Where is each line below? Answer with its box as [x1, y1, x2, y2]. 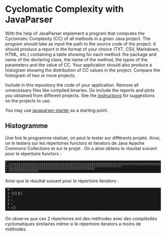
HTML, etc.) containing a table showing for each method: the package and [5, 51, 157, 57]
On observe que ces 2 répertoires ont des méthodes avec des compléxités [5, 216, 157, 222]
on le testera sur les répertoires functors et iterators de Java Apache [5, 140, 145, 146]
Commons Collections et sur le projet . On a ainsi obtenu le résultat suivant [5, 145, 157, 151]
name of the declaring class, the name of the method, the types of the [5, 56, 148, 62]
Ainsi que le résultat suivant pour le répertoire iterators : [5, 178, 119, 184]
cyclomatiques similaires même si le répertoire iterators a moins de [5, 221, 141, 227]
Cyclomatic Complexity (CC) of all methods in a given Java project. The [5, 36, 151, 42]
